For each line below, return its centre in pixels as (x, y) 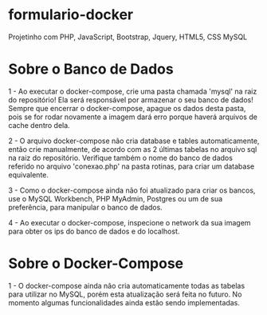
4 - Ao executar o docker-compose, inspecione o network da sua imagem (130, 222)
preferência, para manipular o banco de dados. (86, 207)
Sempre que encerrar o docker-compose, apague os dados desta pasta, (127, 108)
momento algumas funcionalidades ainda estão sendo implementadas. (124, 302)
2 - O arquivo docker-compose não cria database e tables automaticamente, (134, 141)
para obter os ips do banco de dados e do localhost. (94, 231)
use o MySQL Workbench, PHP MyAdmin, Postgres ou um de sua (116, 198)
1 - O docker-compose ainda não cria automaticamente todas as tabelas (127, 285)
